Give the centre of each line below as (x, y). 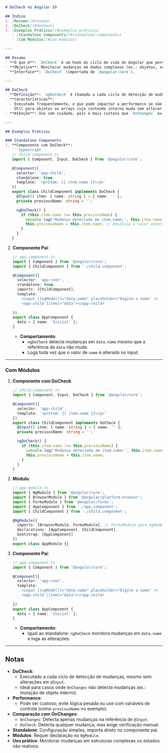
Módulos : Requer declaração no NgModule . (56, 735)
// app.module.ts (30, 488)
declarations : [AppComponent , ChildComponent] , (68, 530)
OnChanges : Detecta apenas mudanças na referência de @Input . (84, 719)
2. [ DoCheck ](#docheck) (30, 26)
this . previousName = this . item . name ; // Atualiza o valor (87, 224)
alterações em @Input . (43, 682)
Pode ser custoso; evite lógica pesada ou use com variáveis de (85, 703)
